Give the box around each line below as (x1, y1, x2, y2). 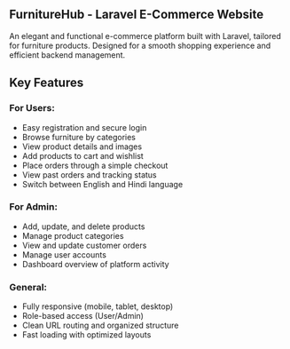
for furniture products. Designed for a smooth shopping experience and (9, 40, 271, 51)
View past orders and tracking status (21, 169, 157, 180)
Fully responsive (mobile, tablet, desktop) (21, 301, 174, 312)
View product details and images (21, 141, 143, 152)
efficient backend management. (9, 49, 126, 60)
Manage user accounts (21, 249, 106, 260)
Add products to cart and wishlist (21, 150, 144, 161)
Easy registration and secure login (21, 122, 147, 132)
